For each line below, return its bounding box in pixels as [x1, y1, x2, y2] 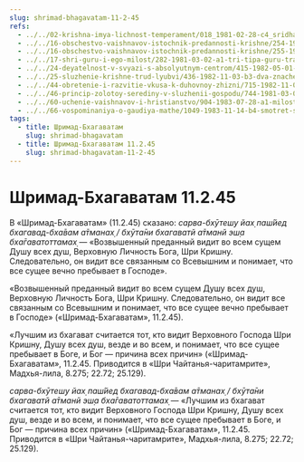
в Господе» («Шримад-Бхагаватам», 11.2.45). [9, 312, 184, 322]
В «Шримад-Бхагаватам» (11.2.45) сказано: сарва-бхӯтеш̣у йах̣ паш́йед [9, 217, 288, 227]
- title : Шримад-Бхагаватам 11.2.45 [17, 140, 156, 149]
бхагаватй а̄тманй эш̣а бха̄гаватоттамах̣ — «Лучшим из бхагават [9, 395, 265, 406]
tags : [9, 114, 30, 123]
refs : [9, 22, 30, 31]
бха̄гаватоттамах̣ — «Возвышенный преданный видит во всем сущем [9, 236, 281, 247]
